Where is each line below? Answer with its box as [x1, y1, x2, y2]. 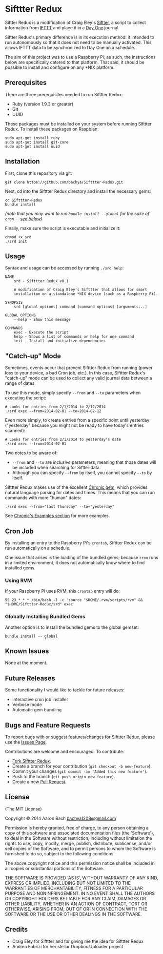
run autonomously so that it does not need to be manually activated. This [5, 39, 152, 45]
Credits [5, 925, 28, 933]
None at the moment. [5, 660, 48, 666]
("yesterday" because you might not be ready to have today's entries [5, 422, 144, 428]
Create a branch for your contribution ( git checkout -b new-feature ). [12, 763, 152, 769]
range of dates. [5, 380, 36, 386]
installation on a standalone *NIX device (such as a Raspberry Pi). [14, 291, 159, 296]
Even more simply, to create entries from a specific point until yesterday [5, 417, 150, 423]
